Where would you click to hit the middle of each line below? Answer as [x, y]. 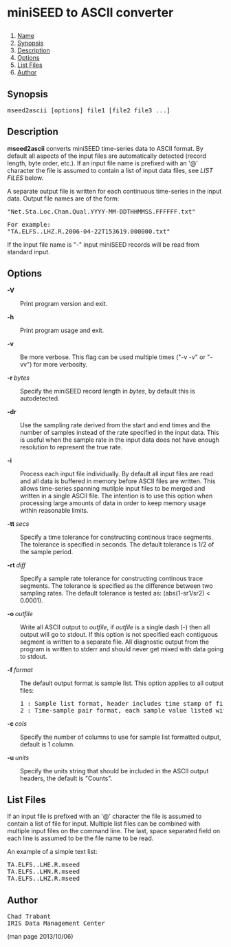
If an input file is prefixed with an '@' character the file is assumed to [104, 816]
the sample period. [47, 551]
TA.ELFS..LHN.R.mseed [44, 872]
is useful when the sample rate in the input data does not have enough [120, 440]
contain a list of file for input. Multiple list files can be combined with [104, 824]
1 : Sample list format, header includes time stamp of [116, 703]
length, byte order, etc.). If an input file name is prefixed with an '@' [102, 163]
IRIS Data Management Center [56, 924]
